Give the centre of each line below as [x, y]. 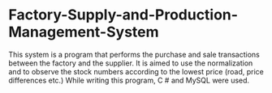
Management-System [84, 32]
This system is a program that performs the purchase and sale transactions [134, 54]
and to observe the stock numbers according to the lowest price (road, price [136, 71]
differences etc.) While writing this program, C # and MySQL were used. [129, 80]
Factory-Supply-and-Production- [123, 15]
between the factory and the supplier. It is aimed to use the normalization [131, 63]
